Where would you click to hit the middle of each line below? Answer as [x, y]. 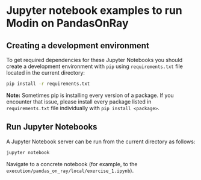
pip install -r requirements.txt [48, 84]
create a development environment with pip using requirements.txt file [95, 66]
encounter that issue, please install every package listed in [79, 101]
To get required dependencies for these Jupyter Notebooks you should [94, 60]
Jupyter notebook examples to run [94, 11]
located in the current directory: [46, 73]
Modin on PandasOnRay [67, 23]
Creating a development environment [78, 45]
